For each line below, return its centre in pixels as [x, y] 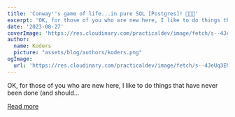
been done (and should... [43, 93]
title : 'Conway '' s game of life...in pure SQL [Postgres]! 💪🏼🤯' [103, 14]
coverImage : [24, 33]
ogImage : [20, 59]
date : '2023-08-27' [36, 26]
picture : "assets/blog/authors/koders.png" [78, 53]
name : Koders [33, 46]
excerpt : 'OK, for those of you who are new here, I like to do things [114, 20]
